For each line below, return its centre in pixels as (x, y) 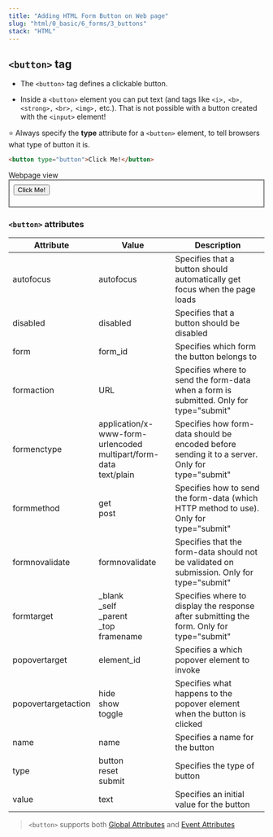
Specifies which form (215, 347)
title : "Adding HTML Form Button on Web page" (89, 16)
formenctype (37, 449)
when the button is (210, 714)
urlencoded (121, 445)
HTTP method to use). (217, 508)
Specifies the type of (214, 766)
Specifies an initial (210, 795)
